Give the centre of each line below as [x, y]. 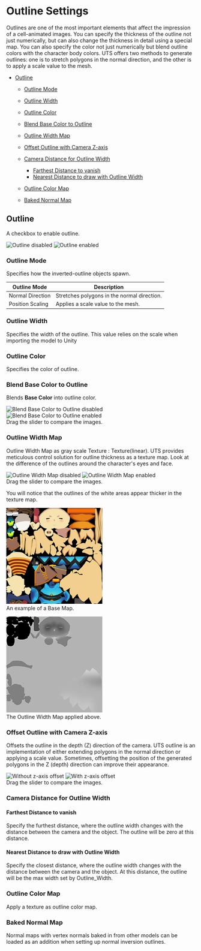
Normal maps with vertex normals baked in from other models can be [92, 935]
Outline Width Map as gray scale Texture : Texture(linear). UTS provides [95, 450]
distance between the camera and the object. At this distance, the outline [97, 872]
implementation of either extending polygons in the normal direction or [94, 752]
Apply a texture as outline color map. [52, 907]
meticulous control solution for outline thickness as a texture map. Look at [97, 457]
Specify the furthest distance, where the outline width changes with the [95, 826]
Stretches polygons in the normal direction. [109, 296]
